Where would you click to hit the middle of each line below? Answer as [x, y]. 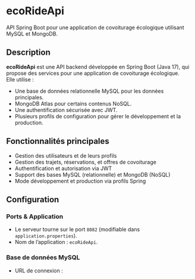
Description [28, 53]
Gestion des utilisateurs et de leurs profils [66, 155]
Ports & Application [35, 217]
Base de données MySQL [43, 258]
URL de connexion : [39, 270]
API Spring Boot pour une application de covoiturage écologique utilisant [95, 27]
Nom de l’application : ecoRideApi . [56, 242]
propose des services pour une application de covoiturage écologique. [93, 73]
